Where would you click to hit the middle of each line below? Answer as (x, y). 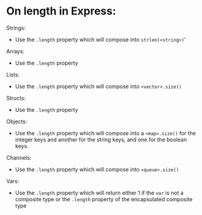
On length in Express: (61, 11)
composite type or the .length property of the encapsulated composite (104, 199)
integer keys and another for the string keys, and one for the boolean (101, 140)
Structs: (16, 98)
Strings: (16, 28)
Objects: (17, 121)
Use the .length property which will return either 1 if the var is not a (99, 193)
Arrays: (15, 51)
